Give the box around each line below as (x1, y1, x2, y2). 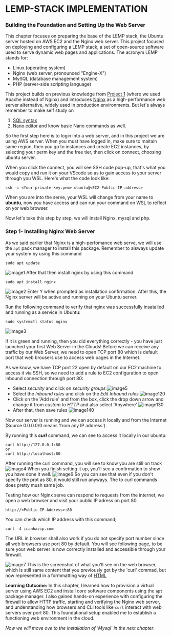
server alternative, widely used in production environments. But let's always (5, 102, 165, 108)
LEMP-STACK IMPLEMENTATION (5, 3, 148, 15)
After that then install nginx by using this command (26, 269, 134, 275)
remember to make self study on (5, 107, 74, 113)
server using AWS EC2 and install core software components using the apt (5, 588, 163, 594)
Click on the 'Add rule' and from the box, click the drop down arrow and (12, 396, 164, 402)
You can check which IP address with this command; (5, 516, 117, 522)
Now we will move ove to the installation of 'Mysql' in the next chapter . (5, 625, 155, 631)
